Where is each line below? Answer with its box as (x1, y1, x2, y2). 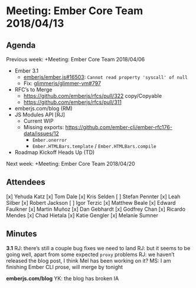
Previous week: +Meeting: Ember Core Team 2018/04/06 (6, 56, 145, 63)
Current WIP (23, 117, 54, 125)
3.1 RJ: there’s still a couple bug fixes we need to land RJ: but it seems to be (6, 244, 191, 251)
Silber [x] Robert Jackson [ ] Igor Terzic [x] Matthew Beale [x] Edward (6, 199, 176, 206)
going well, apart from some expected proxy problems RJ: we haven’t (6, 251, 175, 258)
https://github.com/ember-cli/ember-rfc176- (65, 124, 173, 130)
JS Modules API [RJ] (14, 111, 65, 118)
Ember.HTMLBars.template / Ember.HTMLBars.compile (32, 143, 156, 149)
